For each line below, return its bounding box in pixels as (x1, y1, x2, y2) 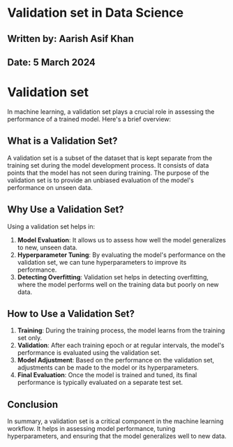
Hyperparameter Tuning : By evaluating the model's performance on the (17, 250, 226, 259)
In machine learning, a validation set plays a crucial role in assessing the (7, 107, 215, 116)
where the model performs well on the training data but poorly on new (17, 280, 219, 288)
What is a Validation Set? (7, 135, 118, 147)
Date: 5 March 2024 (7, 56, 96, 68)
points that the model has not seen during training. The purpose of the (7, 168, 209, 177)
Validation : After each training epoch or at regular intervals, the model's (17, 341, 225, 350)
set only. (17, 334, 43, 342)
